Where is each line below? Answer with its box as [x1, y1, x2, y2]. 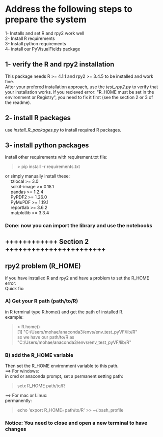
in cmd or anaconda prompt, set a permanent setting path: [5, 373, 124, 379]
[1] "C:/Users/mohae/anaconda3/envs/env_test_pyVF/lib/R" [17, 329, 137, 335]
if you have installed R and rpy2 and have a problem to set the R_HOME [5, 275, 150, 281]
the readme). [5, 100, 31, 105]
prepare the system [5, 14, 87, 25]
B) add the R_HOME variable [5, 351, 74, 358]
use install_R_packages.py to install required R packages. [5, 127, 122, 133]
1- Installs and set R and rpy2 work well [5, 30, 84, 36]
